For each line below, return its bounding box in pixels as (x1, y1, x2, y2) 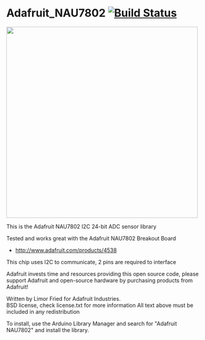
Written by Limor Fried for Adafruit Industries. (6, 295, 121, 302)
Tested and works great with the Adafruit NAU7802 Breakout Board (6, 234, 176, 242)
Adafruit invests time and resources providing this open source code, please (6, 270, 199, 278)
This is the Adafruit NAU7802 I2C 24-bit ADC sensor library (6, 223, 157, 230)
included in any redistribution (6, 308, 80, 315)
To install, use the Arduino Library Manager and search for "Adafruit (6, 320, 177, 327)
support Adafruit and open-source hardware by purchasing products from (6, 276, 193, 284)
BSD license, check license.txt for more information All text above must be (6, 301, 194, 309)
